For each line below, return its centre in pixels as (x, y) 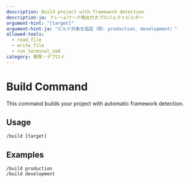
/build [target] (27, 136)
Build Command (47, 87)
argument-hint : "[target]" (40, 23)
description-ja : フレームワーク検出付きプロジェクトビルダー (75, 18)
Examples (25, 155)
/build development (31, 174)
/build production (29, 169)
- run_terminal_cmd (36, 51)
